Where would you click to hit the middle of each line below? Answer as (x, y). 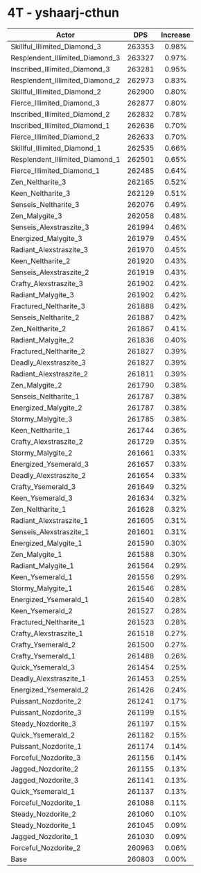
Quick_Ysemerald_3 (43, 667)
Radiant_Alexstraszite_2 (50, 374)
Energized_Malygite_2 (47, 408)
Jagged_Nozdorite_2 (45, 769)
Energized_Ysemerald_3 (50, 464)
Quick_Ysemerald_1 (43, 791)
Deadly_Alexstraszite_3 (49, 363)
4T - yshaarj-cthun (63, 13)
